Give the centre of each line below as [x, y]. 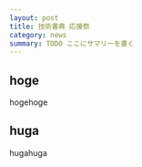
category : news [38, 35]
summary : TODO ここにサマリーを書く [72, 43]
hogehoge [29, 102]
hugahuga [29, 152]
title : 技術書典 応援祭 [50, 26]
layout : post [34, 18]
